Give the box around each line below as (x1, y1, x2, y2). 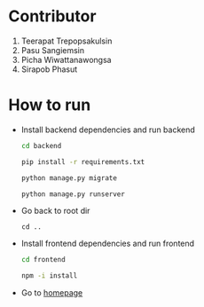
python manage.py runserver (20, 189, 125, 199)
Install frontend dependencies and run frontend (20, 238, 195, 249)
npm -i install (20, 272, 78, 280)
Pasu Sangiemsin (20, 44, 85, 55)
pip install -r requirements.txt (20, 157, 145, 166)
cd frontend (20, 256, 66, 264)
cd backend (20, 141, 62, 150)
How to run (8, 95, 91, 115)
